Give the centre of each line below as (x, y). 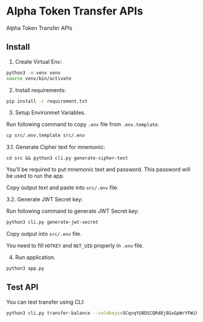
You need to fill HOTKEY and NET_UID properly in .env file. (75, 246)
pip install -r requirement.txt (47, 101)
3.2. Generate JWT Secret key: (45, 200)
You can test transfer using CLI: (46, 302)
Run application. (35, 257)
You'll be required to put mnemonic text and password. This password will (98, 169)
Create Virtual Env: (38, 61)
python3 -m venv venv (34, 73)
